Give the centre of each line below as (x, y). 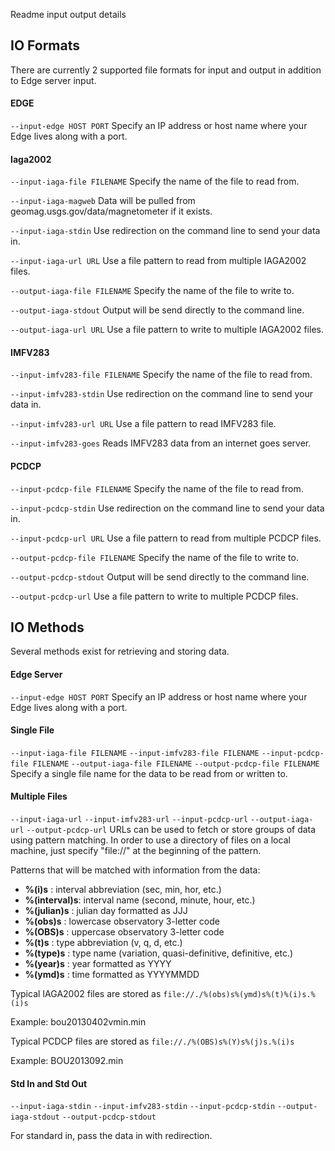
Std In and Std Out (49, 1083)
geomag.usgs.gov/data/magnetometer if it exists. (111, 211)
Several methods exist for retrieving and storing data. (120, 651)
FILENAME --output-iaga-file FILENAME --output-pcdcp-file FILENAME (176, 764)
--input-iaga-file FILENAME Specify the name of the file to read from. (155, 181)
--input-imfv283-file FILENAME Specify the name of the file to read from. (161, 375)
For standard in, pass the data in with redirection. (111, 1136)
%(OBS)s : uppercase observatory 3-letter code (124, 932)
